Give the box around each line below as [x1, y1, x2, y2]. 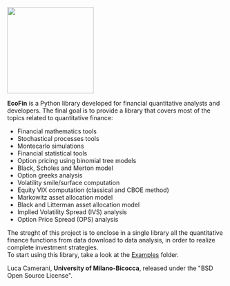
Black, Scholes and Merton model [17, 164, 114, 172]
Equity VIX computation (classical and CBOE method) [17, 186, 169, 194]
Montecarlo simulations [17, 142, 84, 150]
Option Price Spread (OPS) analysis [17, 216, 119, 223]
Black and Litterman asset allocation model [17, 200, 140, 209]
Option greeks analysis [17, 171, 83, 179]
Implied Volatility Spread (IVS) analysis [17, 208, 128, 216]
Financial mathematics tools [17, 127, 97, 135]
